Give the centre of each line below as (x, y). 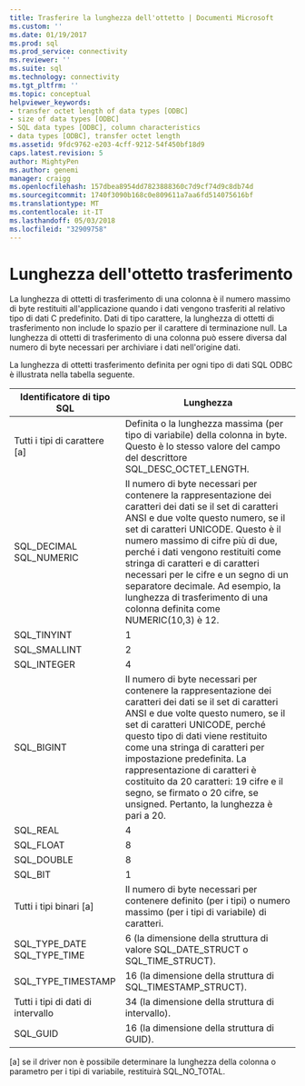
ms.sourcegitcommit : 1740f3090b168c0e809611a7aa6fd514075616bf (132, 195)
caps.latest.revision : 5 (56, 153)
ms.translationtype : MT (54, 204)
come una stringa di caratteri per (195, 748)
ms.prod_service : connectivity (69, 52)
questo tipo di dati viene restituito (196, 736)
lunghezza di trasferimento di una (197, 598)
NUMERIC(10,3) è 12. (172, 621)
